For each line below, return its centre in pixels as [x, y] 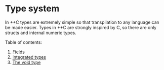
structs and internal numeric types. [41, 33]
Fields [18, 52]
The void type [26, 62]
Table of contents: [23, 42]
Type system [32, 9]
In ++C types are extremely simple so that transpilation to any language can [82, 22]
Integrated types [29, 57]
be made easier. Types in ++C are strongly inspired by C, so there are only [81, 27]
